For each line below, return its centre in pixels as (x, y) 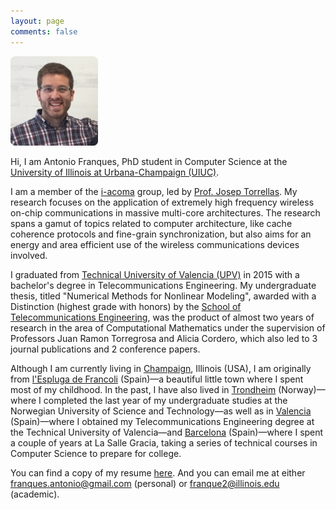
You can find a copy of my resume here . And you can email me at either (158, 472)
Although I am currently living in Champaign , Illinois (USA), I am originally (161, 368)
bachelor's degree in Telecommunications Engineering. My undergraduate (163, 285)
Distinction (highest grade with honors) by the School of (126, 306)
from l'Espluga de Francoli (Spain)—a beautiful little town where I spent (157, 379)
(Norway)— (302, 389)
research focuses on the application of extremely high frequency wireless (162, 202)
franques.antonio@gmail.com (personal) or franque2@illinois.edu (145, 483)
